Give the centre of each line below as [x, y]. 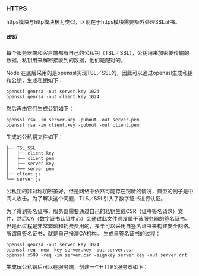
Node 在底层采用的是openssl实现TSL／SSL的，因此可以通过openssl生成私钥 [99, 73]
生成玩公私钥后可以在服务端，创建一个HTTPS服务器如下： [77, 267]
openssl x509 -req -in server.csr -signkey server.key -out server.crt [97, 255]
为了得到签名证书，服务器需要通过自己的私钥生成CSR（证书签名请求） [92, 211]
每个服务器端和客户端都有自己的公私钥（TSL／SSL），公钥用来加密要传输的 [98, 53]
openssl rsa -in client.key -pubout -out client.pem [73, 125]
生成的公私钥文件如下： [35, 137]
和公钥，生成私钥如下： [35, 80]
